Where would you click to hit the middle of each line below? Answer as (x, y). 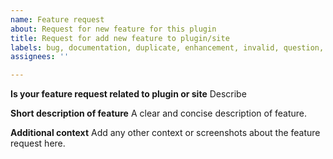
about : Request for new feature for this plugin (113, 29)
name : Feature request (57, 19)
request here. (38, 143)
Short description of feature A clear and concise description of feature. (159, 113)
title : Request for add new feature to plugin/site (120, 38)
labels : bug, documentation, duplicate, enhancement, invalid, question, (167, 47)
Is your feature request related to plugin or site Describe (128, 94)
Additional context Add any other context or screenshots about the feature (165, 133)
